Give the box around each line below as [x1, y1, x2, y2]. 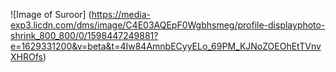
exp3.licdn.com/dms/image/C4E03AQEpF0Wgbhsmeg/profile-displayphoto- [10, 19, 326, 31]
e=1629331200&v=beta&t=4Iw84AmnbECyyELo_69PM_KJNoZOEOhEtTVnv [10, 40, 322, 52]
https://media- [91, 9, 151, 20]
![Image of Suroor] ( [10, 9, 92, 20]
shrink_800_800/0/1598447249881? [10, 30, 159, 41]
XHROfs [10, 51, 43, 63]
